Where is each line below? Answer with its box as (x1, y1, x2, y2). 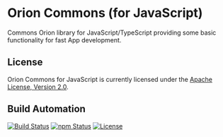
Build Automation (7, 103, 86, 115)
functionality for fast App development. (7, 35, 122, 44)
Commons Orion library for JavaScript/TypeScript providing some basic (7, 28, 217, 37)
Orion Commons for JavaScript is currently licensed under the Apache (7, 75, 212, 83)
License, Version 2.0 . (7, 83, 69, 91)
